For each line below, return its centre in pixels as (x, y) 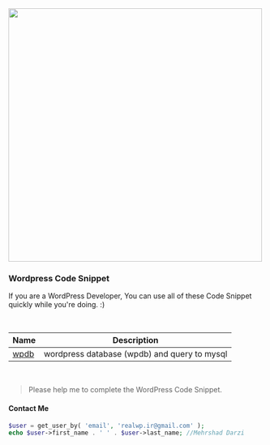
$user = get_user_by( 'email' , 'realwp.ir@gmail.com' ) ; (107, 426)
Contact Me (29, 408)
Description (135, 340)
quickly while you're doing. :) (57, 305)
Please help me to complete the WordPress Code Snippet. (125, 390)
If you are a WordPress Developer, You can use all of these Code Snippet (130, 296)
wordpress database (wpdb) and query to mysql (135, 354)
